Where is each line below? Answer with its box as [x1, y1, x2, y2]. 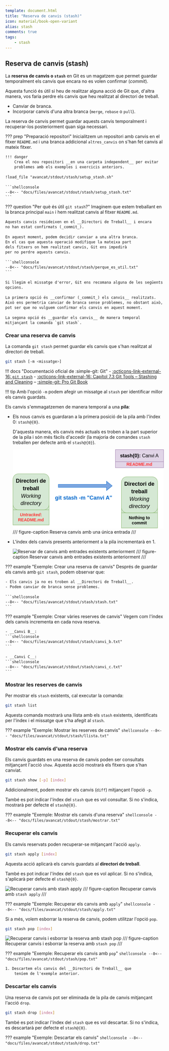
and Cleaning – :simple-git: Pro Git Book [5, 379, 88, 385]
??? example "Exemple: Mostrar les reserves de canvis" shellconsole [5, 727, 149, 733]
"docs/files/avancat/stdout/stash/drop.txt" [5, 1040, 100, 1046]
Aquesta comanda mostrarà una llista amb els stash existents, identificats [5, 712, 157, 718]
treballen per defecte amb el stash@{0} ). [12, 439, 96, 445]
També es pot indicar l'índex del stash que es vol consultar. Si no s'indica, [5, 797, 158, 803]
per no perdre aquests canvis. [5, 250, 71, 255]
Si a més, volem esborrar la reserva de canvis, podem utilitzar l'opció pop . [5, 916, 158, 922]
